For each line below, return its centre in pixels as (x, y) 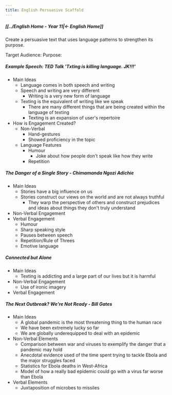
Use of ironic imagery (43, 287)
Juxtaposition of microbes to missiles (60, 388)
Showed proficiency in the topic (62, 140)
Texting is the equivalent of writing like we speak (72, 101)
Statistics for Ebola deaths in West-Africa (64, 366)
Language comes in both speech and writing (68, 85)
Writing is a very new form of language (69, 96)
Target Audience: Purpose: (34, 55)
